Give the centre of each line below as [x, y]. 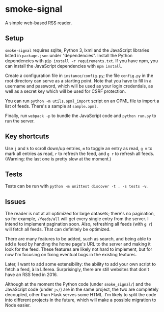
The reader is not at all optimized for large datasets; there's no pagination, [80, 214]
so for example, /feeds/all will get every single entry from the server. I [77, 219]
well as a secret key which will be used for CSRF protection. [66, 91]
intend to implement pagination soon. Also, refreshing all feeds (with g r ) [79, 224]
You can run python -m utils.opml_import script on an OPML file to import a [82, 101]
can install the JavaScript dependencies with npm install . [64, 66]
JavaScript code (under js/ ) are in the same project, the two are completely [82, 289]
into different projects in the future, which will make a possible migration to [81, 300]
